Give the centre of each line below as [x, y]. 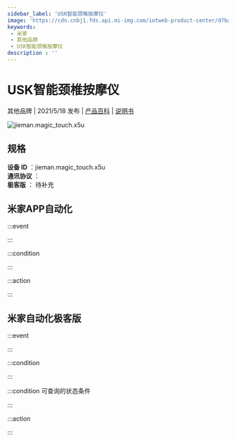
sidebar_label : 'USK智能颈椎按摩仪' [57, 14]
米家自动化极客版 [44, 318]
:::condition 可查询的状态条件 [49, 391]
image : [17, 20]
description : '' [33, 53]
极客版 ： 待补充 [31, 184]
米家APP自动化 [40, 209]
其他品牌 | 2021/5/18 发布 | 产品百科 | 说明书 [71, 110]
